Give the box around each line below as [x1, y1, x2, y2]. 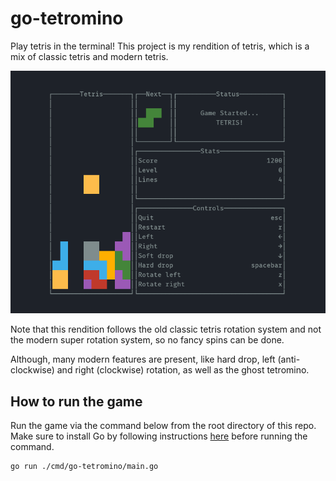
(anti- [277, 353, 301, 366]
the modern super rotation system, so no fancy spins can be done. [10, 334, 285, 346]
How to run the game [10, 393, 143, 410]
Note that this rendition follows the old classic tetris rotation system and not [10, 323, 322, 336]
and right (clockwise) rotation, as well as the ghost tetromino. [56, 364, 310, 376]
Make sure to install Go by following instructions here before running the [10, 430, 308, 442]
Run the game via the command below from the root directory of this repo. [10, 420, 317, 432]
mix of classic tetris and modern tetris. [10, 50, 169, 62]
